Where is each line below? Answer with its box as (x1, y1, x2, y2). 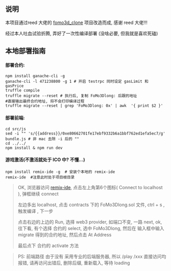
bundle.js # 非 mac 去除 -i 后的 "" (5, 136, 80, 142)
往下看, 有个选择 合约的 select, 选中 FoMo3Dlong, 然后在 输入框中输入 (17, 225, 164, 231)
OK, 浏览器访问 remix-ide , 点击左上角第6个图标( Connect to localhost (17, 184, 163, 190)
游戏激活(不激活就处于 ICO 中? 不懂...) (5, 156, 85, 163)
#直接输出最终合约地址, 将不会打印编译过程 (5, 99, 85, 104)
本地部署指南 (5, 47, 46, 55)
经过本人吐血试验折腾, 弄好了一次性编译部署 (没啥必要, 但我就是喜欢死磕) (5, 30, 158, 36)
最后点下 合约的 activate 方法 (17, 242, 79, 249)
